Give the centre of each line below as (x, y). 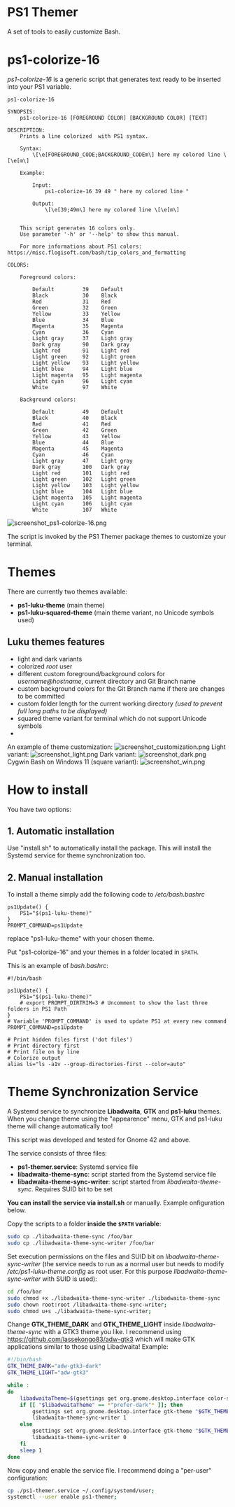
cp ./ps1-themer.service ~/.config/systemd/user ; (81, 1491)
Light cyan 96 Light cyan (83, 381)
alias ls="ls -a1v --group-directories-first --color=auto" (97, 1065)
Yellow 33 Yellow (76, 314)
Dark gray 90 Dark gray (81, 344)
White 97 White (75, 387)
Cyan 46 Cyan (73, 455)
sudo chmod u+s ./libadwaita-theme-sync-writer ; (79, 1311)
